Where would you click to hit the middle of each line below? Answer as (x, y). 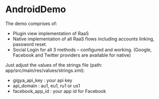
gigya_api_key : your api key (43, 80)
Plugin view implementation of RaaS (51, 33)
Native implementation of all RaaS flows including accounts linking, (84, 39)
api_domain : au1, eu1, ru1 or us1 (46, 86)
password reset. (30, 44)
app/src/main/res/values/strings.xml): (45, 70)
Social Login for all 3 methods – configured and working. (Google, (82, 49)
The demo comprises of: (31, 23)
